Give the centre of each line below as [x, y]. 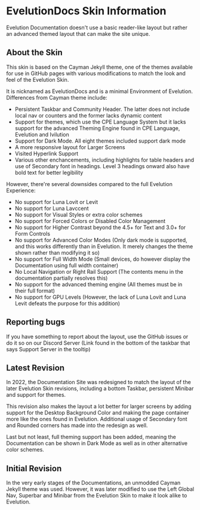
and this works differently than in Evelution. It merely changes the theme [104, 246]
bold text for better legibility [49, 172]
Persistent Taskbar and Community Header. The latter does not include [102, 109]
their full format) [35, 290]
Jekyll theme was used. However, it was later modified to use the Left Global [100, 489]
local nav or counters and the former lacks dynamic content [88, 115]
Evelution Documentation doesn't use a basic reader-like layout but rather [97, 27]
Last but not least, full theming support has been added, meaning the [91, 437]
